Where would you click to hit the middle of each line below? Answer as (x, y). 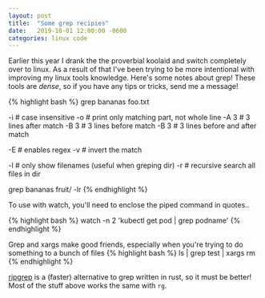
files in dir (25, 174)
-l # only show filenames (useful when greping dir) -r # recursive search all (132, 166)
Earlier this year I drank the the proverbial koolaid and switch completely (127, 61)
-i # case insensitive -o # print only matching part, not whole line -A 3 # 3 (129, 118)
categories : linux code (48, 38)
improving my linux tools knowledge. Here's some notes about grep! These (132, 78)
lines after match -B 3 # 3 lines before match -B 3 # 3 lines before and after (132, 126)
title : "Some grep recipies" (59, 23)
